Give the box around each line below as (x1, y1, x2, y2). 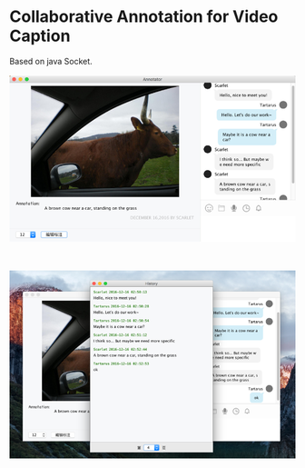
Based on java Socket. (9, 55, 93, 66)
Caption (9, 25, 71, 46)
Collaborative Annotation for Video (9, 6, 279, 27)
